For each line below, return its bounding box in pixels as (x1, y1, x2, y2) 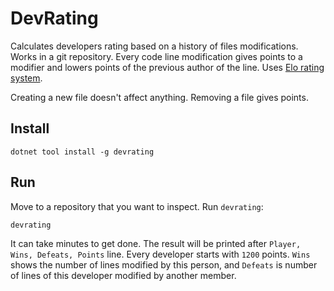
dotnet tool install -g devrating (10, 147, 155, 157)
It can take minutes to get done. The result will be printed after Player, (10, 237, 302, 249)
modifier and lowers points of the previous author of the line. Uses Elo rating (10, 61, 325, 73)
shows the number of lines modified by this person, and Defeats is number (10, 258, 318, 271)
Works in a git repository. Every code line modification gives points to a (10, 50, 303, 62)
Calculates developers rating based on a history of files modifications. (10, 40, 299, 52)
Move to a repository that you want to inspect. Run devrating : (10, 200, 264, 212)
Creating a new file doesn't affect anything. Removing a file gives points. (10, 91, 309, 103)
